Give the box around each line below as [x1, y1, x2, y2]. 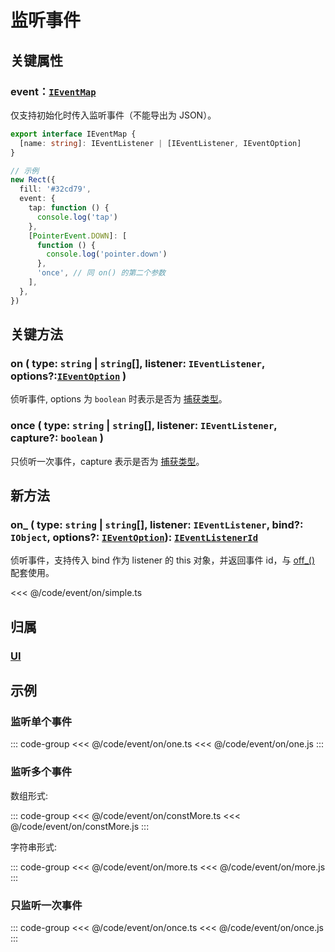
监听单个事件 [10, 714, 73, 728]
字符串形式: [10, 841, 58, 853]
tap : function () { [28, 203, 110, 213]
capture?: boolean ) [10, 431, 104, 445]
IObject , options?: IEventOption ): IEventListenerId [10, 530, 259, 544]
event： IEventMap [10, 84, 97, 98]
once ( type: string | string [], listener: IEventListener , [10, 419, 278, 433]
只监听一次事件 [10, 898, 83, 912]
